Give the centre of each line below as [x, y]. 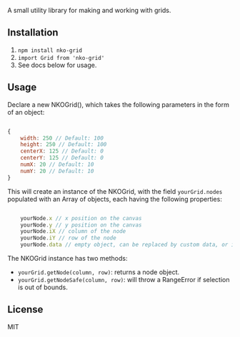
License [25, 310]
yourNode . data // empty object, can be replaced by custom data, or [124, 245]
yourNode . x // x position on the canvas [81, 218]
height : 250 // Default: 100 [64, 145]
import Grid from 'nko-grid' [61, 58]
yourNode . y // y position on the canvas [81, 225]
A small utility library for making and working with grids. [89, 10]
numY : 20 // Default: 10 [57, 171]
